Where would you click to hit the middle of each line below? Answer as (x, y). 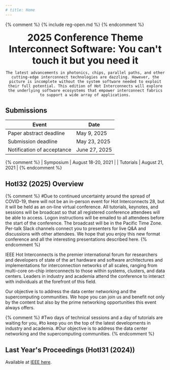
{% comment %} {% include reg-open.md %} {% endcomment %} (75, 24)
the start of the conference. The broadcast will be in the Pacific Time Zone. (84, 223)
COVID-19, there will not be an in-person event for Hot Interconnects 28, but (85, 202)
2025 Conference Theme (85, 37)
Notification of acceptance (40, 150)
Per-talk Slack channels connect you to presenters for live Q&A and (76, 229)
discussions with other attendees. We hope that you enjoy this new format (83, 234)
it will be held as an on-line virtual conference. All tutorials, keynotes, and (82, 207)
